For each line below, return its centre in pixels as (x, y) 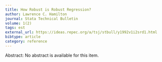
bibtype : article (23, 37)
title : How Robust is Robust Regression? (48, 10)
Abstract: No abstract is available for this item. (52, 55)
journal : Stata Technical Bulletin (42, 19)
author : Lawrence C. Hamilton (36, 14)
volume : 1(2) (18, 23)
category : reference (26, 41)
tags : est (15, 28)
